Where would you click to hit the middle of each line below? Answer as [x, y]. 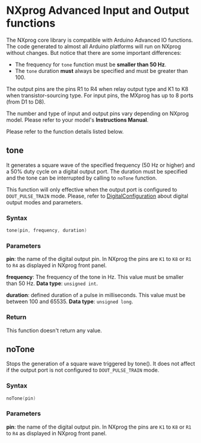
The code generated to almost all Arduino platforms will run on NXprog [94, 46]
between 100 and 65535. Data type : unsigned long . [70, 301]
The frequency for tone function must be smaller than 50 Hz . [91, 64]
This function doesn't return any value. [54, 330]
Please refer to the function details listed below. [65, 131]
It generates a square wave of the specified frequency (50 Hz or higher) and [100, 165]
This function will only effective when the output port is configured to [92, 189]
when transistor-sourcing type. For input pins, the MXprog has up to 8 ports [100, 95]
